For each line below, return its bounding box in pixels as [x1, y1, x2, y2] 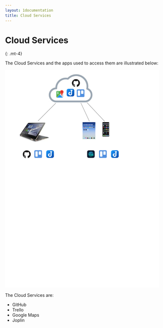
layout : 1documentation [5, 8, 54, 13]
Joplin [12, 317, 25, 323]
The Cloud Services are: [5, 292, 54, 298]
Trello [12, 307, 24, 313]
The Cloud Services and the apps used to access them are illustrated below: [5, 60, 159, 66]
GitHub [12, 302, 27, 307]
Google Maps [12, 312, 40, 318]
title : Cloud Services [5, 13, 51, 18]
